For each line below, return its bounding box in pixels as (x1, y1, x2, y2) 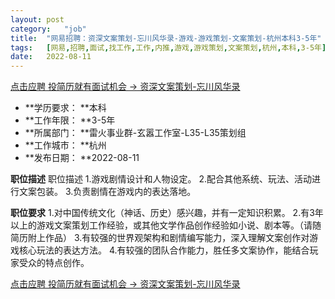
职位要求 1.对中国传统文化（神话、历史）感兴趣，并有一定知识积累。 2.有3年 (10, 207, 324, 219)
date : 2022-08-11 (10, 52, 92, 62)
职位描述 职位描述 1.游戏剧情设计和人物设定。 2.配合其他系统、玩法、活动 (10, 173, 313, 185)
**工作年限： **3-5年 (24, 114, 116, 126)
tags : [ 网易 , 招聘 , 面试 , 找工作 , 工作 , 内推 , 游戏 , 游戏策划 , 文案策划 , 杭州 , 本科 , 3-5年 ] (10, 42, 327, 53)
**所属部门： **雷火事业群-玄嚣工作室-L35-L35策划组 (24, 127, 247, 139)
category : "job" (10, 24, 87, 34)
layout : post (10, 14, 65, 25)
